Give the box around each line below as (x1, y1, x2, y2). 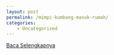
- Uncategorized (17, 25, 58, 32)
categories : (6, 20, 36, 26)
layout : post (6, 8, 39, 15)
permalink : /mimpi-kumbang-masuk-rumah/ (6, 14, 109, 20)
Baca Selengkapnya (6, 42, 56, 49)
